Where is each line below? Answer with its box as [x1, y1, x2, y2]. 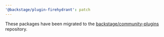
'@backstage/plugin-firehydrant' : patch [5, 7, 91, 12]
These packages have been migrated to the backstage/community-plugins [5, 21, 159, 27]
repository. [5, 26, 27, 32]
